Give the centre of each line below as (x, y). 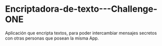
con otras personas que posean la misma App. (52, 38)
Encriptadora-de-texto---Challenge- (81, 9)
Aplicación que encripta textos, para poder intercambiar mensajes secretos (81, 33)
